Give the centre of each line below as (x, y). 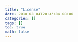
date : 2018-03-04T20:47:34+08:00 (39, 14)
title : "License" (23, 9)
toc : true (15, 28)
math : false (17, 32)
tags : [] (14, 23)
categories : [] (21, 18)
